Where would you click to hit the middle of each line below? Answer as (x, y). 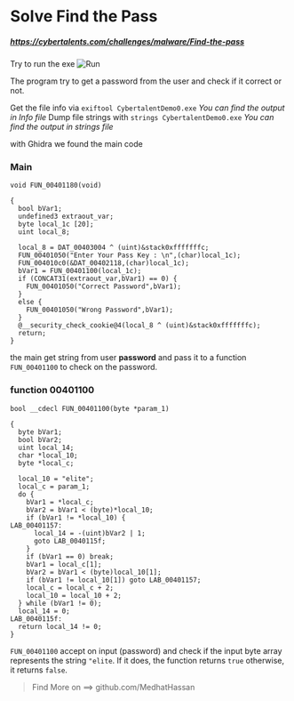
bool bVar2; (40, 439)
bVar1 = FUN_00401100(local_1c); (80, 271)
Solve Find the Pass (84, 16)
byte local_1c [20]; (56, 224)
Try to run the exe (43, 64)
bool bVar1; (40, 209)
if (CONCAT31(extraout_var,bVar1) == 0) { (98, 279)
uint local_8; (44, 232)
